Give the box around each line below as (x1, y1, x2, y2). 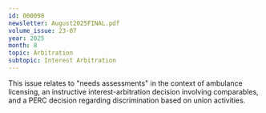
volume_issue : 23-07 (8, 26, 78, 34)
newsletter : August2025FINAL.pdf (8, 19, 120, 27)
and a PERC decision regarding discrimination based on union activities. (8, 95, 246, 105)
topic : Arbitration (8, 49, 74, 57)
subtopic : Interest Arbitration (8, 57, 116, 65)
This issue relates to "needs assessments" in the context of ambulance (8, 78, 243, 88)
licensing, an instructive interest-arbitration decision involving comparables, (8, 87, 259, 96)
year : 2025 (8, 34, 45, 42)
